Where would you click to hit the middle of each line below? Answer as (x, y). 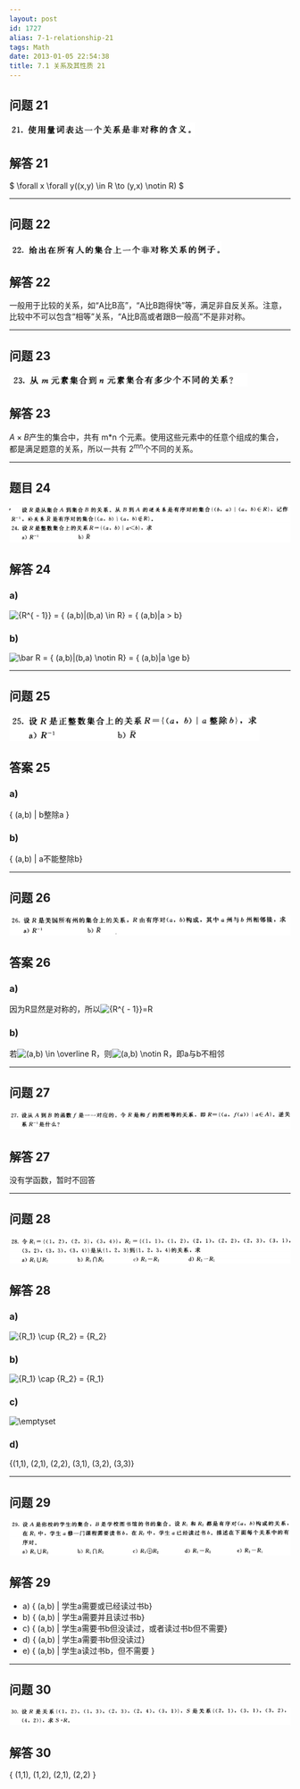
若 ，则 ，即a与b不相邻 (117, 1054)
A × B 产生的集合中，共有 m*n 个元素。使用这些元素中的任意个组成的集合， (146, 437)
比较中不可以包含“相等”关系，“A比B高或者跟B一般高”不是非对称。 (129, 316)
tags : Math (29, 47)
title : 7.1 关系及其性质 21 (57, 66)
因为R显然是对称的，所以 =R (81, 1009)
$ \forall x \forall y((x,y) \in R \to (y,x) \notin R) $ (97, 185)
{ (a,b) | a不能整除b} (46, 859)
